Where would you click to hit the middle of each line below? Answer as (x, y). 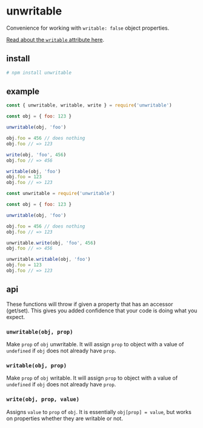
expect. (16, 317)
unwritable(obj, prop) (40, 332)
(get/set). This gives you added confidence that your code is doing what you (102, 311)
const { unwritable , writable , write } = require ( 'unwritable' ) (89, 105)
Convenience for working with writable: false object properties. (88, 28)
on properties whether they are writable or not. (65, 418)
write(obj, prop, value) (43, 400)
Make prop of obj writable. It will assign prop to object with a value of (92, 378)
